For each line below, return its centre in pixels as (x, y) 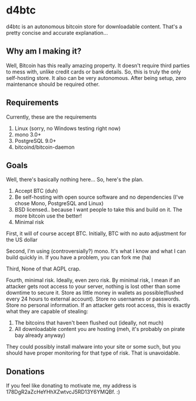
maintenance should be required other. (53, 84)
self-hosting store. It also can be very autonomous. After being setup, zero (96, 78)
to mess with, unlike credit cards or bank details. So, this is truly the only (94, 72)
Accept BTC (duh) (36, 191)
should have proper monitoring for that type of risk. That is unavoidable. (93, 353)
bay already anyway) (40, 335)
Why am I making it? (44, 51)
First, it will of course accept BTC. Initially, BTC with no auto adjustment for (96, 233)
